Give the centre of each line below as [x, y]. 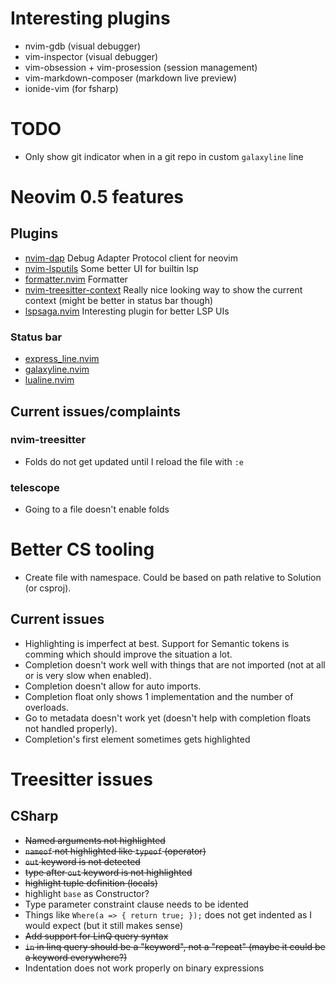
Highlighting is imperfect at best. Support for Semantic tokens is [157, 643]
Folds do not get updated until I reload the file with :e [134, 461]
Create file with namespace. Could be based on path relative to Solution [173, 578]
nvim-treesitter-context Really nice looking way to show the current [163, 289]
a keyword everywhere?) [76, 957]
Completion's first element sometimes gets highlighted [137, 739]
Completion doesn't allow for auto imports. [113, 686]
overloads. [46, 707]
